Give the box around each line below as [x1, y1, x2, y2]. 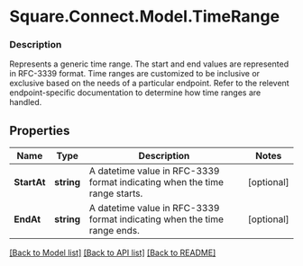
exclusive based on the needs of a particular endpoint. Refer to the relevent [9, 78, 290, 89]
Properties [9, 123, 70, 138]
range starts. [88, 187, 143, 199]
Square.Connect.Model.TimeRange [9, 6, 280, 27]
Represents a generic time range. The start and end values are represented [9, 58, 289, 69]
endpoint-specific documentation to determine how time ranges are [9, 87, 262, 98]
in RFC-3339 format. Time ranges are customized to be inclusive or [9, 68, 260, 79]
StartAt [14, 176, 46, 189]
